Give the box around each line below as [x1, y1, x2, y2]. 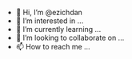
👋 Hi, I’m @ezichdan [15, 8, 82, 17]
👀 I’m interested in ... [15, 16, 84, 26]
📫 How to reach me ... [15, 42, 90, 51]
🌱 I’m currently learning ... [15, 25, 102, 33]
